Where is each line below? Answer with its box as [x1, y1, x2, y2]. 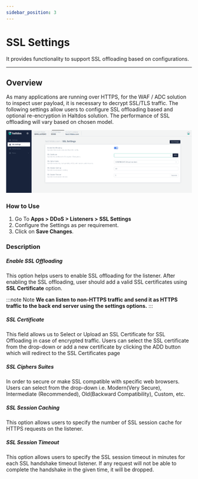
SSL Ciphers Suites [6, 363, 54, 370]
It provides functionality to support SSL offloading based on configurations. [6, 55, 190, 62]
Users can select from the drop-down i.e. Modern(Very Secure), [6, 384, 162, 391]
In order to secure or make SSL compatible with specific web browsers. [6, 378, 180, 385]
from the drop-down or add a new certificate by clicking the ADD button [6, 343, 181, 350]
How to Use [6, 202, 40, 210]
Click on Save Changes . [14, 228, 74, 235]
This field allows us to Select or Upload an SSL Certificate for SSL [6, 331, 166, 337]
